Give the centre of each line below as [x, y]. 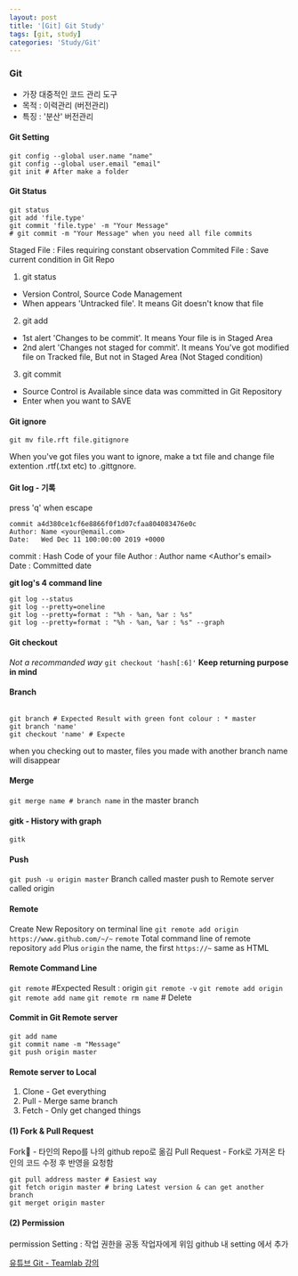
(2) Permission [37, 1223]
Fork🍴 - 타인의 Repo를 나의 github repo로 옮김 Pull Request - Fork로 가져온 [143, 1152]
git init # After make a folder [69, 171]
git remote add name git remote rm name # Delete [101, 997]
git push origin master [53, 1052]
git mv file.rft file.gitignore [69, 440]
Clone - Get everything [64, 1092]
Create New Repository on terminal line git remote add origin [124, 929]
